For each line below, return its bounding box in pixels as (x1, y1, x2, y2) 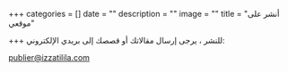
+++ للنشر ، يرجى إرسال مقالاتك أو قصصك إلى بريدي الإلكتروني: (8, 36, 225, 45)
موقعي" (8, 18, 35, 28)
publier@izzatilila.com (8, 52, 91, 62)
